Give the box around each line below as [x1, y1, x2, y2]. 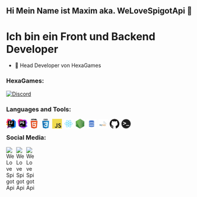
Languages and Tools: [6, 105, 71, 113]
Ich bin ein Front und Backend [6, 30, 155, 43]
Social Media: [6, 133, 46, 141]
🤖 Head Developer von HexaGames [14, 62, 101, 69]
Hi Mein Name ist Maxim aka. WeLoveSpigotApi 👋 [6, 6, 193, 16]
